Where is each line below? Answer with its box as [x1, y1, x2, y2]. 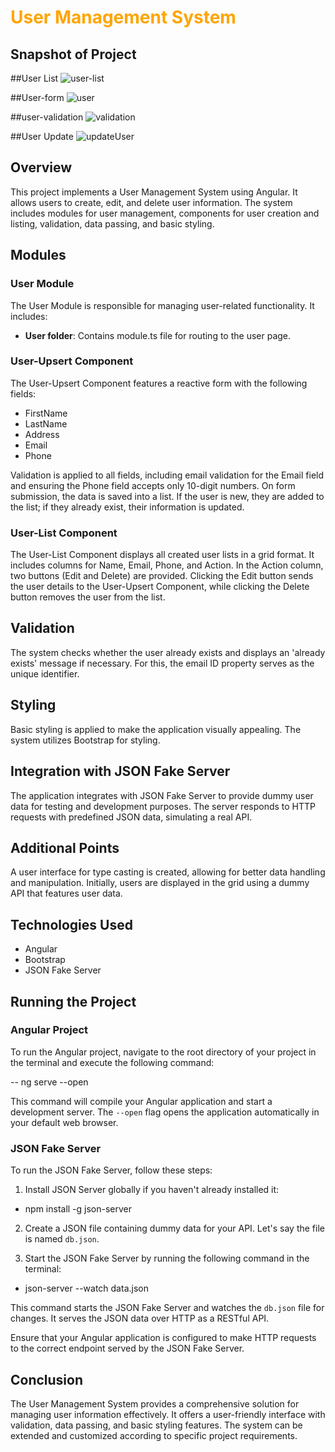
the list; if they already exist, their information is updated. [10, 501, 245, 513]
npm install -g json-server [24, 1203, 133, 1215]
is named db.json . [24, 1233, 100, 1245]
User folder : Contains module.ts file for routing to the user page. [24, 329, 292, 341]
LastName [24, 417, 68, 430]
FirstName [24, 407, 68, 419]
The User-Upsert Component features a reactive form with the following [10, 377, 308, 389]
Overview [10, 159, 73, 176]
